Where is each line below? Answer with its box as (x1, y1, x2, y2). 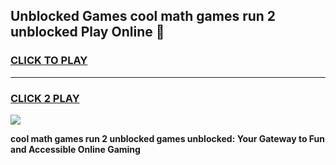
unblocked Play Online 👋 (10, 24, 165, 41)
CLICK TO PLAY (10, 54, 88, 68)
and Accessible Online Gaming (10, 143, 141, 155)
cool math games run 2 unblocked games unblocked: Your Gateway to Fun (10, 132, 326, 144)
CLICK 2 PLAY (10, 91, 80, 105)
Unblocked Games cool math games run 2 (10, 8, 277, 25)
